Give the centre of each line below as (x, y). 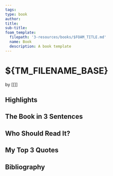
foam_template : (21, 33)
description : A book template (40, 46)
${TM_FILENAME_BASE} (57, 71)
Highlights (21, 100)
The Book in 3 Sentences (44, 117)
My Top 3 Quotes (32, 150)
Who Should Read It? (38, 133)
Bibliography (25, 167)
